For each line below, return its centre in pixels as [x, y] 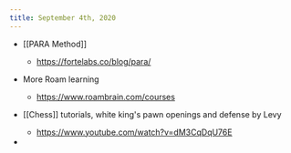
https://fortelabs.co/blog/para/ [94, 61]
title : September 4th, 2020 [63, 18]
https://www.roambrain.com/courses [106, 97]
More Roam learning [61, 79]
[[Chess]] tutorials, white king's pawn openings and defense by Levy [152, 114]
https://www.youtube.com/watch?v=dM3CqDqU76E [134, 132]
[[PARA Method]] [55, 44]
